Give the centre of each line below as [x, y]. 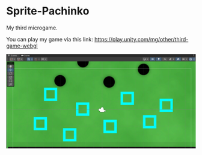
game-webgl [22, 46]
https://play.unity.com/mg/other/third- [141, 39]
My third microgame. [32, 28]
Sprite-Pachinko [48, 11]
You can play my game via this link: [50, 39]
